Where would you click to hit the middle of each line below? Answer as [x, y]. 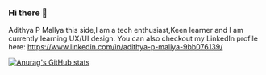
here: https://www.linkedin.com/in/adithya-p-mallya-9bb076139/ [116, 47]
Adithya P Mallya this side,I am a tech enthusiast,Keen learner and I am [126, 30]
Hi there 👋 [28, 13]
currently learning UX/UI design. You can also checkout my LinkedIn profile [133, 38]
